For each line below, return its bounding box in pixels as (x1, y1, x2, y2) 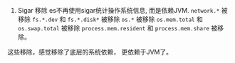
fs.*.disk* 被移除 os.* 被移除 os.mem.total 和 (67, 15, 203, 23)
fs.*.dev (31, 16, 58, 23)
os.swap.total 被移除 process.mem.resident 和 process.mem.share (17, 24, 210, 32)
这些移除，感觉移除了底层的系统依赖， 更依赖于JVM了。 (7, 48, 173, 56)
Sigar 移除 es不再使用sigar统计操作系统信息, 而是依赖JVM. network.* (17, 6, 220, 14)
